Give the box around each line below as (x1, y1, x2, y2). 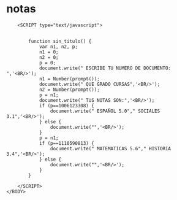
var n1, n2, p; (39, 44, 78, 50)
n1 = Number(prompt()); (39, 75, 100, 82)
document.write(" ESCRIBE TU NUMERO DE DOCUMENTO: (39, 65, 171, 71)
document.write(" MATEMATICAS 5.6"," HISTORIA (50, 145, 171, 152)
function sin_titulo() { (28, 38, 92, 44)
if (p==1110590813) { (39, 140, 95, 146)
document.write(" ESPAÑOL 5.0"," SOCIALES (50, 108, 160, 114)
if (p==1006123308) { (39, 102, 95, 109)
